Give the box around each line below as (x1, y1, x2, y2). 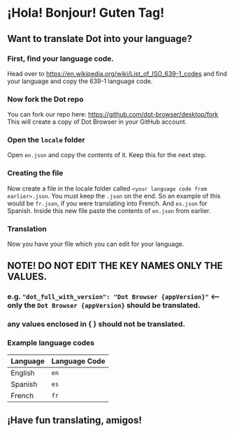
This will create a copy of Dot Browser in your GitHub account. (7, 117, 187, 126)
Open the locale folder (7, 135, 86, 145)
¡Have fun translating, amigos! (7, 414, 142, 426)
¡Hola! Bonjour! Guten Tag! (7, 5, 165, 21)
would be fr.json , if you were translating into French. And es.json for (7, 199, 208, 207)
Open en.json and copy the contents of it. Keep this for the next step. (7, 151, 207, 159)
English (10, 368, 35, 378)
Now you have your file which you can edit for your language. (7, 240, 184, 249)
